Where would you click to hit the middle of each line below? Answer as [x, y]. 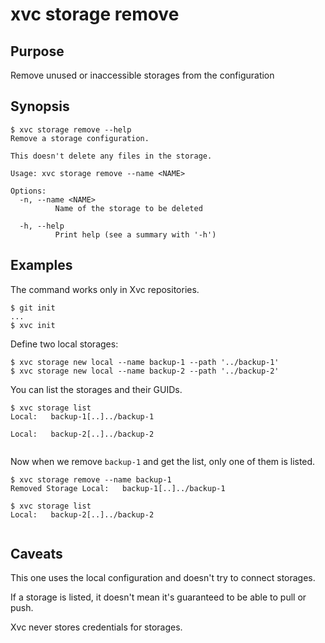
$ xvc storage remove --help [71, 129]
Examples [41, 265]
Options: [28, 191]
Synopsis [40, 106]
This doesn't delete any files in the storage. [111, 156]
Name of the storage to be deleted [128, 208]
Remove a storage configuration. [80, 138]
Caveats [36, 554]
